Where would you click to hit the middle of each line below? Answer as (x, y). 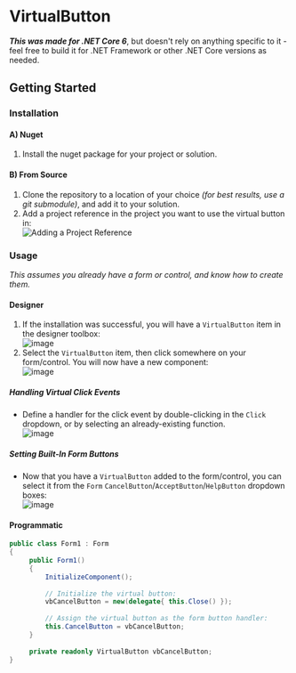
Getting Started (53, 88)
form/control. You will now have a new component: (115, 362)
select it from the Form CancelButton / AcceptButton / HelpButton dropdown (154, 486)
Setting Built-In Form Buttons (64, 454)
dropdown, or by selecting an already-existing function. (124, 424)
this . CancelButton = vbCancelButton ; (115, 627)
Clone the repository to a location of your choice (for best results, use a (153, 194)
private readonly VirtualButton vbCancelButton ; (121, 652)
